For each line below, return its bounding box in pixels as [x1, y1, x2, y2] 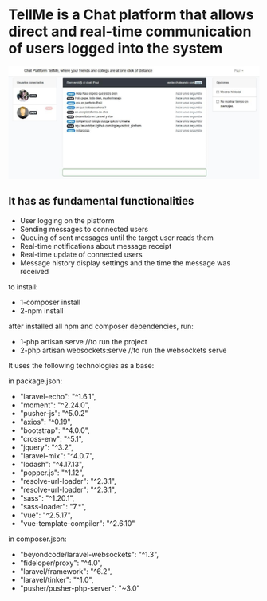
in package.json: [8, 376, 62, 386]
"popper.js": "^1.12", [19, 468, 84, 477]
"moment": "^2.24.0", [19, 400, 90, 410]
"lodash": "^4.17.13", [19, 459, 84, 469]
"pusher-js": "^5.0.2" [19, 408, 88, 418]
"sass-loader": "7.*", [19, 501, 87, 511]
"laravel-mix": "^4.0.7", [19, 450, 95, 460]
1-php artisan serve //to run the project [19, 336, 147, 346]
